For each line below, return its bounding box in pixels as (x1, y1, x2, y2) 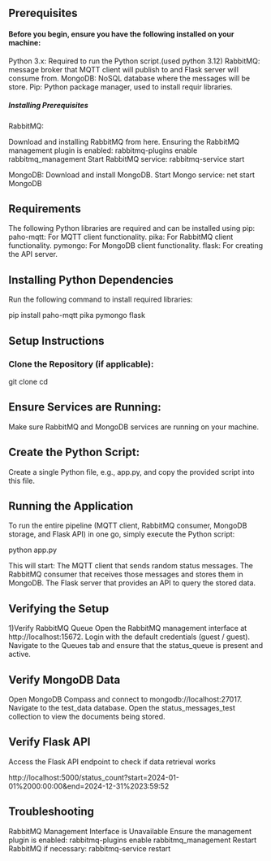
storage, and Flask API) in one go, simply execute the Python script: (8, 529, 235, 539)
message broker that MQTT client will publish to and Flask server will (8, 64, 239, 74)
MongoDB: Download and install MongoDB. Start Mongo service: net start (8, 170, 256, 180)
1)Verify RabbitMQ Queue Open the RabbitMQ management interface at (8, 624, 247, 633)
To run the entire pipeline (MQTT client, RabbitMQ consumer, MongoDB (8, 520, 247, 531)
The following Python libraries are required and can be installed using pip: (8, 224, 256, 233)
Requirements (8, 202, 81, 215)
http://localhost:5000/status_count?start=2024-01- (8, 772, 180, 782)
